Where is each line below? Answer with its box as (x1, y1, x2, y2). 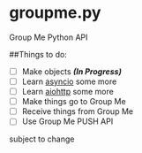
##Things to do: (9, 49, 68, 59)
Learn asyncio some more (21, 76, 117, 87)
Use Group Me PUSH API (21, 116, 114, 126)
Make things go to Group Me (21, 96, 126, 107)
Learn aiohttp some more (21, 87, 115, 97)
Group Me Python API (9, 32, 88, 42)
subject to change (9, 134, 75, 144)
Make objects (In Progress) (21, 65, 122, 77)
